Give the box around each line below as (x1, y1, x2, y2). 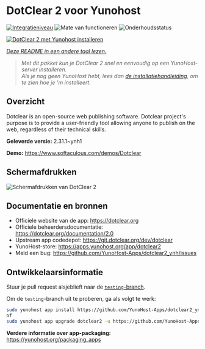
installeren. (38, 65, 67, 73)
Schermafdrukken (6, 167, 77, 178)
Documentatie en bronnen (6, 201, 108, 211)
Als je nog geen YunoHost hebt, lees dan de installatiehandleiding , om (21, 72, 198, 79)
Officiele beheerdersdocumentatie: (15, 223, 104, 231)
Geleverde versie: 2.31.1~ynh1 (6, 137, 82, 145)
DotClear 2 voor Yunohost (6, 4, 142, 18)
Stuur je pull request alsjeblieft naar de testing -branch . (6, 283, 146, 290)
